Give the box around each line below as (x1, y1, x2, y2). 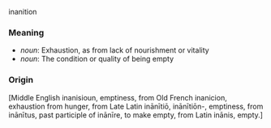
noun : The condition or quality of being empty (19, 54, 174, 64)
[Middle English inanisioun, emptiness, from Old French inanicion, (8, 92, 227, 102)
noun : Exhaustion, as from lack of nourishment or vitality (19, 45, 209, 55)
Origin (8, 75, 34, 86)
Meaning (8, 27, 45, 38)
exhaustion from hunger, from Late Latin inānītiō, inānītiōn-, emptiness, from (8, 101, 264, 111)
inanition (8, 7, 37, 16)
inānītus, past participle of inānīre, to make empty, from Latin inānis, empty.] (8, 109, 264, 120)
